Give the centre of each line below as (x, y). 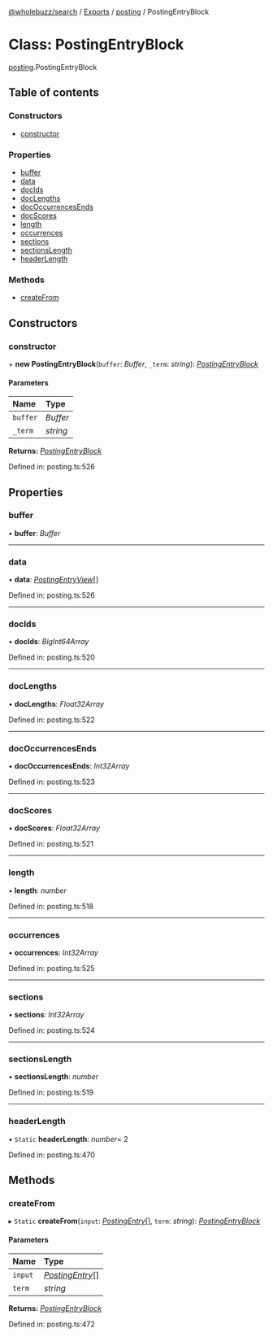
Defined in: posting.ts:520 (52, 657)
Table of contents (54, 93)
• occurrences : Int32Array (54, 952)
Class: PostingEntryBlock (96, 45)
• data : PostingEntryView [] (54, 580)
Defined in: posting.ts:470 (52, 1155)
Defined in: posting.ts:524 (52, 1030)
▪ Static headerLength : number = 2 (68, 1139)
